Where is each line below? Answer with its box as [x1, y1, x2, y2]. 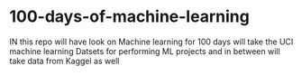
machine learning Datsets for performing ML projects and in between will [9, 45, 281, 56]
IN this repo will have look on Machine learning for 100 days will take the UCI [9, 36, 294, 47]
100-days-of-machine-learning [9, 6, 250, 27]
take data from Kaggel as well [9, 55, 120, 66]
